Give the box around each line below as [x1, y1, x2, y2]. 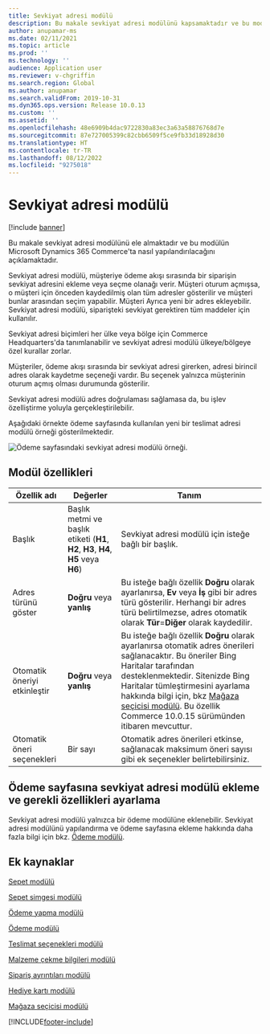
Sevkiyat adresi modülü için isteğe [121, 528, 251, 540]
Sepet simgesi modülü [8, 892, 83, 901]
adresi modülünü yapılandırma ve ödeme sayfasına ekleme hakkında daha [8, 823, 253, 833]
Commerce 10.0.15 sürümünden [121, 710, 246, 721]
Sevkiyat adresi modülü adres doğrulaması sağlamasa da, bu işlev [8, 395, 227, 404]
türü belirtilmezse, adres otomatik [121, 606, 247, 618]
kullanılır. [8, 314, 38, 323]
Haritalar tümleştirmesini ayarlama [121, 680, 251, 691]
